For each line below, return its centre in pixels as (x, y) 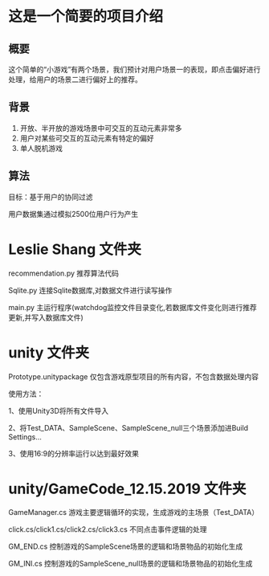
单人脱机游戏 (41, 148)
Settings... (25, 437)
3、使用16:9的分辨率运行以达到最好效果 (73, 453)
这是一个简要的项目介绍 (86, 16)
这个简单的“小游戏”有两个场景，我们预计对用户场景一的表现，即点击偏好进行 (134, 69)
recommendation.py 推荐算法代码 (63, 273)
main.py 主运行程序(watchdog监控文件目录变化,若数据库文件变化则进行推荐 (132, 307)
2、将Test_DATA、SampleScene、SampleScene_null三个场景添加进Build (128, 427)
